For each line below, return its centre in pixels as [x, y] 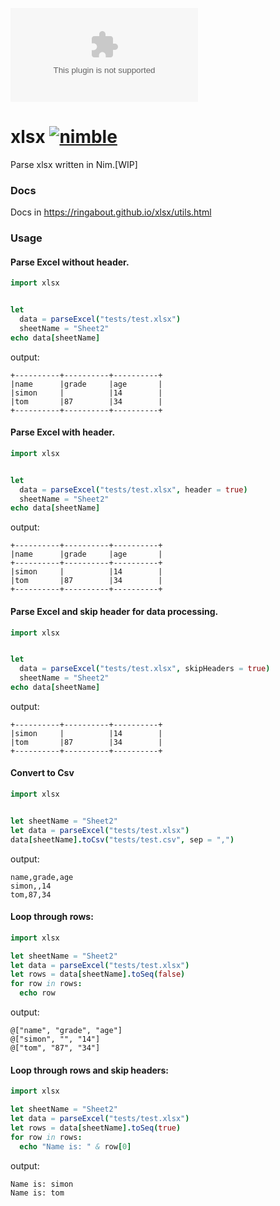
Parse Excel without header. [70, 262]
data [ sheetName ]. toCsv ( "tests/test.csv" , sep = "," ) [122, 839]
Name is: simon [42, 1184]
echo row [37, 993]
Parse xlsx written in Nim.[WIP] [74, 164]
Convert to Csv [42, 773]
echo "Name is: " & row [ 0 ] [75, 1146]
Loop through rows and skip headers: [90, 1070]
